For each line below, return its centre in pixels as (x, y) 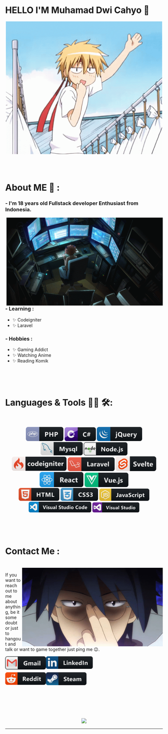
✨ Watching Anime (32, 355)
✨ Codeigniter (27, 319)
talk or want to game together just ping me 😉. (52, 649)
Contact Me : (32, 551)
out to (11, 591)
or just (12, 628)
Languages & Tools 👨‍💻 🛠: (59, 403)
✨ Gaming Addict (30, 349)
